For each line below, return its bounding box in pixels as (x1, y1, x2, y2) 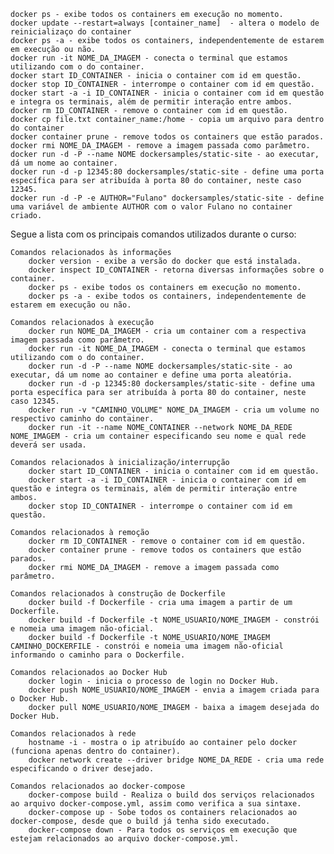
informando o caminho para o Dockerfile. (10, 650, 186, 660)
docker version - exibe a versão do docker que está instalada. (28, 256, 302, 266)
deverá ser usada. (10, 440, 87, 450)
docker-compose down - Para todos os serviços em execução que (28, 825, 298, 835)
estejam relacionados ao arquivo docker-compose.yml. (10, 834, 240, 844)
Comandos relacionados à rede (10, 729, 137, 739)
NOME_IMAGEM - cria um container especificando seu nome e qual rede (10, 431, 307, 441)
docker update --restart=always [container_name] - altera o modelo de (10, 18, 320, 28)
